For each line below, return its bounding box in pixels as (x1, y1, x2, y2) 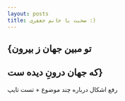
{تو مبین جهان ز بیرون (7, 43, 92, 55)
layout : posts (7, 10, 49, 18)
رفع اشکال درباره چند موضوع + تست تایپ (7, 85, 118, 93)
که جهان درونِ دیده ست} (7, 67, 103, 79)
